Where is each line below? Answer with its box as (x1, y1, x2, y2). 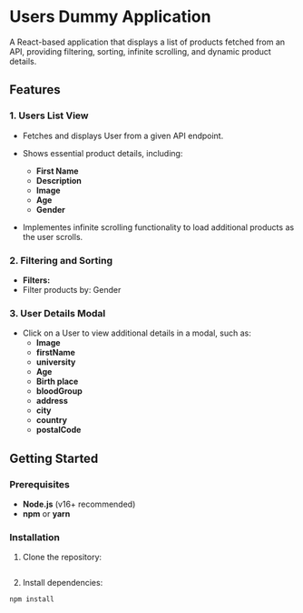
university (35, 357, 76, 367)
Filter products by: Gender (22, 284, 122, 295)
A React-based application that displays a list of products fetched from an (9, 36, 286, 47)
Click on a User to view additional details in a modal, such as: (22, 327, 251, 338)
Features (9, 82, 61, 97)
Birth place (35, 376, 79, 387)
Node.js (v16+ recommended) (22, 498, 136, 509)
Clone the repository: (22, 552, 103, 563)
